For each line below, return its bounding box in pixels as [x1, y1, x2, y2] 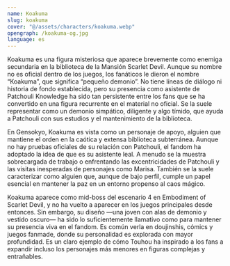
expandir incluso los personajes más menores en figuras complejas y [7, 245, 206, 253]
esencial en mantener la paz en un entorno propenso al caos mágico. [7, 180, 206, 188]
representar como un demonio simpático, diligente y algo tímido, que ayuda [7, 107, 224, 116]
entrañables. [7, 252, 43, 261]
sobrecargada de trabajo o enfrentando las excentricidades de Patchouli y [7, 157, 220, 166]
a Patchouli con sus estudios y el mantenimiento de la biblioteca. [7, 114, 192, 123]
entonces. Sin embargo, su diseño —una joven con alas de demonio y [7, 208, 207, 217]
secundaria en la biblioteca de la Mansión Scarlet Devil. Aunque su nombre [7, 63, 222, 71]
